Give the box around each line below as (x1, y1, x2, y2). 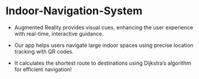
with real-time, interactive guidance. (14, 30, 104, 37)
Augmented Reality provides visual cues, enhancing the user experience (14, 24, 194, 31)
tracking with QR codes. (14, 48, 74, 55)
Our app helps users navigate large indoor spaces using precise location (14, 42, 194, 49)
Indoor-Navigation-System (5, 4, 143, 18)
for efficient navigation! (14, 65, 73, 72)
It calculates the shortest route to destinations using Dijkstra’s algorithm (14, 59, 191, 67)
